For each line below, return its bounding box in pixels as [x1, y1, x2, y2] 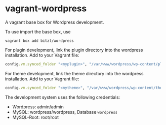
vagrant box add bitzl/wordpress [5, 38, 74, 43]
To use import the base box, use [5, 29, 71, 34]
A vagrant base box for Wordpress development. [5, 19, 104, 25]
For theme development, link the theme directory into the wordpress [5, 70, 144, 76]
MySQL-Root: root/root [12, 114, 59, 120]
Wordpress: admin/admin [12, 104, 64, 110]
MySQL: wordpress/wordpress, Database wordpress [12, 109, 118, 115]
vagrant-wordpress [5, 3, 87, 14]
